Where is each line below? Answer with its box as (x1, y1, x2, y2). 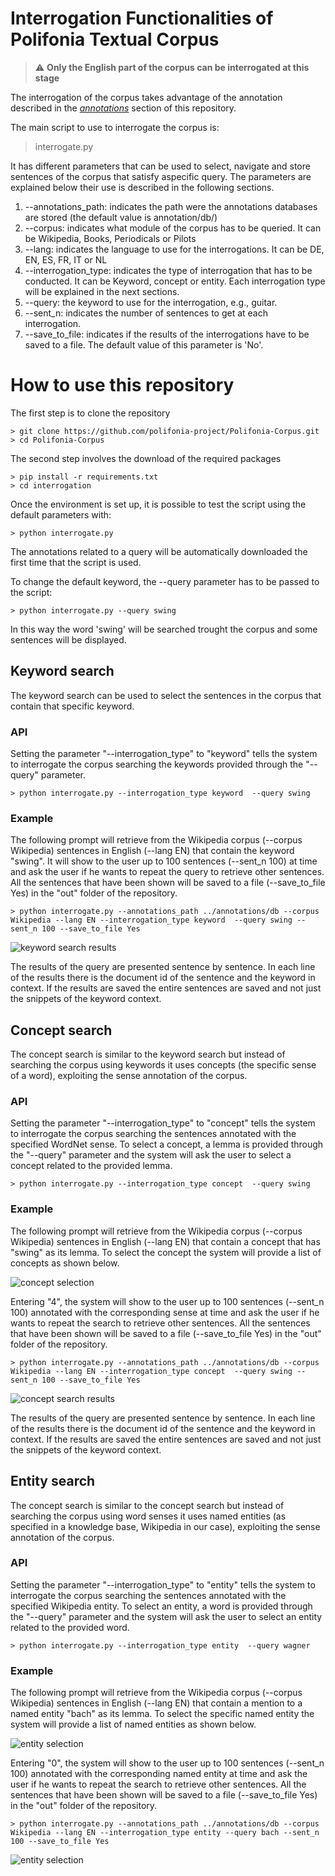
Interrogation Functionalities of (10, 7, 274, 30)
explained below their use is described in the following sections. (10, 181, 275, 193)
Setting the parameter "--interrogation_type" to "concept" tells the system (10, 1117, 316, 1129)
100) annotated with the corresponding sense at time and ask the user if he (10, 1306, 320, 1318)
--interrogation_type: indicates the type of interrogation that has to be (24, 264, 313, 276)
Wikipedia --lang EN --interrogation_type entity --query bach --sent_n (10, 1828, 320, 1838)
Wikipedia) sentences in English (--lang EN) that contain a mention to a (10, 1697, 303, 1709)
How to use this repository (10, 374, 235, 397)
